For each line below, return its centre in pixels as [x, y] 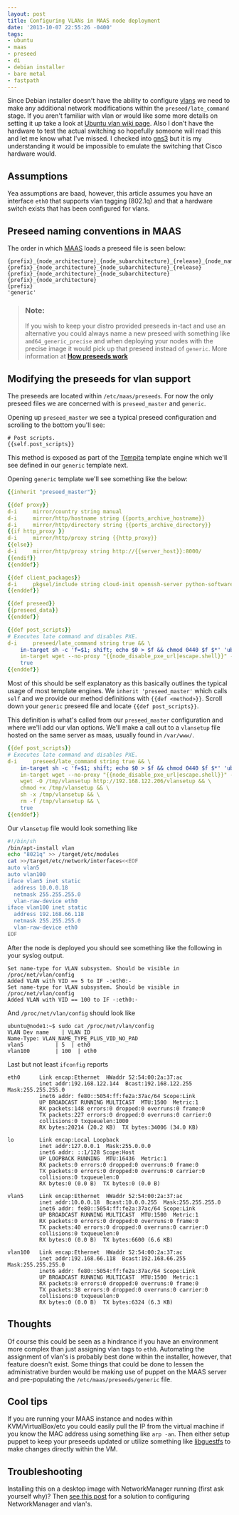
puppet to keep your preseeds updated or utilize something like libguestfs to [119, 1441]
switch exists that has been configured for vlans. [79, 208]
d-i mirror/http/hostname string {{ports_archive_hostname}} [106, 518]
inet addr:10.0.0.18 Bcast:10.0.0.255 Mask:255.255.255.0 [130, 1202]
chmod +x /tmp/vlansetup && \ [65, 788]
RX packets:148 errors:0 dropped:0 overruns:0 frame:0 [122, 1108]
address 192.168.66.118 [49, 915]
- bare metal [27, 74]
